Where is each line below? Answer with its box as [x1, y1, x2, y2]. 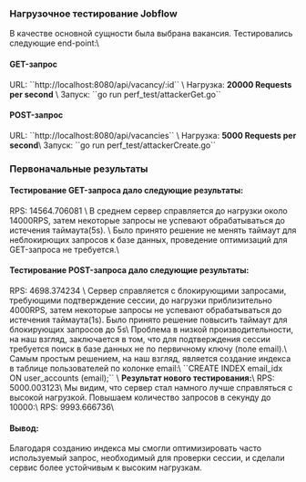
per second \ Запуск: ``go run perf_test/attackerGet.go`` [9, 89, 221, 100]
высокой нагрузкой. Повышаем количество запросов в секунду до [9, 392, 271, 403]
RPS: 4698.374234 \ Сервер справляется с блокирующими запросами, [9, 286, 287, 297]
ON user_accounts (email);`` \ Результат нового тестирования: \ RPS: [9, 372, 275, 383]
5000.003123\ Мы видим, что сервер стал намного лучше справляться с [9, 382, 293, 393]
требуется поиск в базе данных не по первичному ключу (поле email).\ [9, 343, 288, 354]
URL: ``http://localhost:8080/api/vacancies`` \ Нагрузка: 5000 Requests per [9, 130, 297, 141]
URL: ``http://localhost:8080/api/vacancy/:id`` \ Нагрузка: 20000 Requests [9, 79, 292, 89]
